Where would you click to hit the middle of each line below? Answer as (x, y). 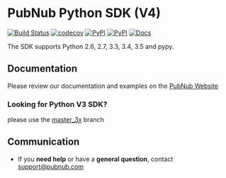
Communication (44, 142)
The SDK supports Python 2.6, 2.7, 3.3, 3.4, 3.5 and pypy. (91, 46)
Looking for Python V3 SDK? (57, 104)
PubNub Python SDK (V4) (84, 13)
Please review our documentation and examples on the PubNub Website (113, 86)
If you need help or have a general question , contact (95, 159)
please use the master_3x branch (56, 120)
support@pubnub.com (50, 166)
